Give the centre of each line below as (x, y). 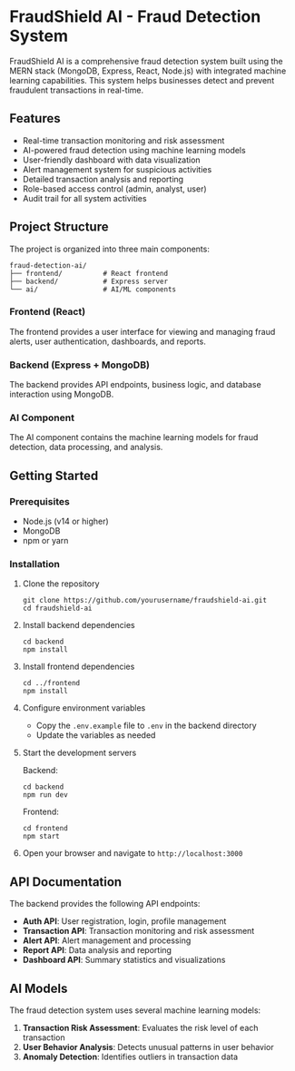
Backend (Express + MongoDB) (79, 365)
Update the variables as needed (96, 735)
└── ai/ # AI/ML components (93, 289)
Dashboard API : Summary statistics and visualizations (124, 960)
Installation (35, 565)
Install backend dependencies (79, 625)
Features (35, 118)
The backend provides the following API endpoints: (105, 904)
